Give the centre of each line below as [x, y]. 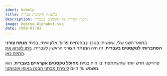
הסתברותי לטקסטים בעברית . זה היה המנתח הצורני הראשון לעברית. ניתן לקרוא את [83, 48]
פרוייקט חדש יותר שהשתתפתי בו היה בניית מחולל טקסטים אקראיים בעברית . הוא [82, 63]
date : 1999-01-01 [23, 28]
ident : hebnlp [20, 10]
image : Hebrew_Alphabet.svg [35, 24]
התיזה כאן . [15, 53]
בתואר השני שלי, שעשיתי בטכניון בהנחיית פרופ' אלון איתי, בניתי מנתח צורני [76, 42]
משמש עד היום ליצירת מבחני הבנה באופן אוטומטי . [52, 68]
